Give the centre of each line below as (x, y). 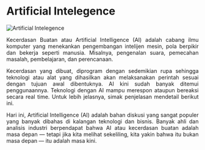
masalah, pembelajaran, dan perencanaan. (60, 59)
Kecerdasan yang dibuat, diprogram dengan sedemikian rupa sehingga (103, 70)
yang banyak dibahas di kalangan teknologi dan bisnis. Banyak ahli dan (103, 121)
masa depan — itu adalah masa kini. (52, 140)
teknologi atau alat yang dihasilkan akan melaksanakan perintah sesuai (103, 77)
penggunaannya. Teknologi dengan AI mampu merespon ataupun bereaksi (103, 90)
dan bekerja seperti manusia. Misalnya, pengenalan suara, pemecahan (103, 52)
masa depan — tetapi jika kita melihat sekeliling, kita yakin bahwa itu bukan (103, 134)
